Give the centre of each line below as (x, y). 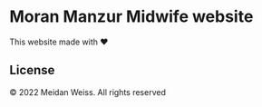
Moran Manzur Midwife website (131, 17)
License (32, 70)
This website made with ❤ (59, 42)
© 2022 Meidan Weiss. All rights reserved (87, 92)
